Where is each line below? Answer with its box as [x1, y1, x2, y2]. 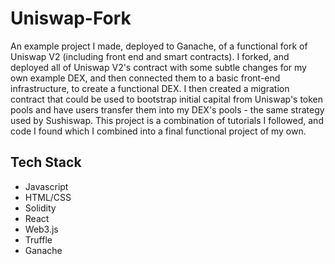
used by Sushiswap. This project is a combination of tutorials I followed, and [10, 114, 324, 126]
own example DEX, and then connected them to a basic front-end [10, 72, 281, 84]
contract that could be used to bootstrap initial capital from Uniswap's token [10, 93, 324, 105]
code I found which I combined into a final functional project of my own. [10, 125, 307, 137]
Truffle [24, 233, 53, 246]
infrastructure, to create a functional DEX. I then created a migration [10, 82, 290, 94]
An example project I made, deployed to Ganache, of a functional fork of [10, 40, 308, 52]
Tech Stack [10, 154, 82, 171]
